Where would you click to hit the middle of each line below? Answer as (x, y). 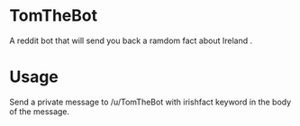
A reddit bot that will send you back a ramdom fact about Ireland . (131, 40)
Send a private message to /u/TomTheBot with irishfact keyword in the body (150, 102)
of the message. (40, 111)
